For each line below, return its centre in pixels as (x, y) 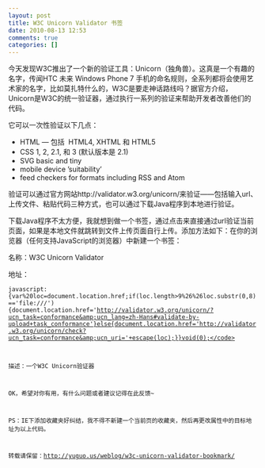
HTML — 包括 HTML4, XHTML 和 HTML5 (87, 142)
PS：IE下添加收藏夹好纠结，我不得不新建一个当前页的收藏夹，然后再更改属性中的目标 (127, 420)
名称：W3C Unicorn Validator (56, 258)
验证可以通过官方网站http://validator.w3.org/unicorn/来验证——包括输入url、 (133, 194)
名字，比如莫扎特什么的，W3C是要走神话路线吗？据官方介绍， (131, 89)
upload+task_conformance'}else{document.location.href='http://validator (132, 324)
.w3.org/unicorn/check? (47, 331)
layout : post (30, 15)
